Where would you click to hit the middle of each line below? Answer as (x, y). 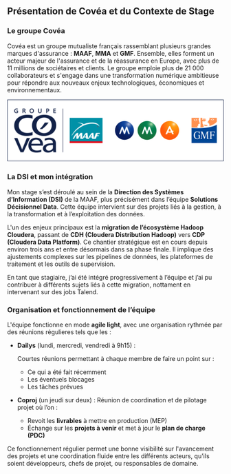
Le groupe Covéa (36, 31)
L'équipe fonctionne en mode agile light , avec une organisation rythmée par (115, 324)
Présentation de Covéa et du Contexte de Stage (111, 11)
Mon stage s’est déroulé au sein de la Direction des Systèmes (96, 192)
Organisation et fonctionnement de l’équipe (81, 309)
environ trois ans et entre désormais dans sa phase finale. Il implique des (110, 249)
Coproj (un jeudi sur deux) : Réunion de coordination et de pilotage (112, 400)
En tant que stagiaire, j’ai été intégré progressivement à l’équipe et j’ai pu (110, 277)
